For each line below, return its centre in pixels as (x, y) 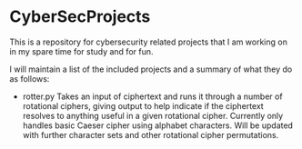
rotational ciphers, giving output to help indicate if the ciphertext (143, 105)
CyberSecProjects (80, 17)
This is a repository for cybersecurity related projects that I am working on (149, 42)
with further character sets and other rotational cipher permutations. (151, 134)
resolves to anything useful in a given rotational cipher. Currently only (153, 115)
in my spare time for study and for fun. (81, 51)
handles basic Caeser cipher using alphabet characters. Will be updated (158, 125)
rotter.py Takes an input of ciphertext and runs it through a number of (153, 96)
